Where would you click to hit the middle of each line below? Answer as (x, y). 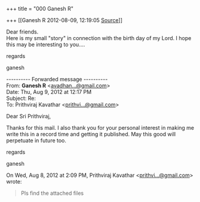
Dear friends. (22, 32)
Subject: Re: (21, 98)
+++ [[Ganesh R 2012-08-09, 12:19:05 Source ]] (64, 20)
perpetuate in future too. (36, 140)
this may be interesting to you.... (46, 45)
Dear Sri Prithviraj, (29, 116)
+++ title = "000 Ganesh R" (40, 9)
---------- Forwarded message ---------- (57, 79)
